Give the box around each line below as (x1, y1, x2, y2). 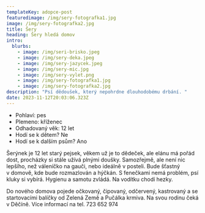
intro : (6, 37, 23, 44)
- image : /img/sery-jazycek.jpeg (17, 60, 103, 66)
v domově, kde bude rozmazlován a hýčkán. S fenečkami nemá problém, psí (6, 169, 199, 176)
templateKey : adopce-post (6, 9, 72, 15)
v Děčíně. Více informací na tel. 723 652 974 (6, 200, 118, 207)
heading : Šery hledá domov (6, 32, 75, 38)
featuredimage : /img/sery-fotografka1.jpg (6, 15, 116, 21)
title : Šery (6, 26, 37, 33)
